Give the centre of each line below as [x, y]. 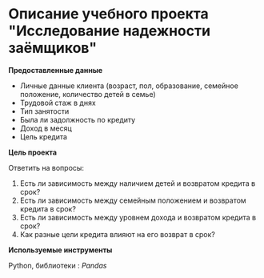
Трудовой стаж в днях [58, 103]
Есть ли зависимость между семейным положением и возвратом [133, 200]
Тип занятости [44, 111]
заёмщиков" [53, 48]
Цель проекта [33, 152]
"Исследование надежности [109, 31]
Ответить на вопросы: [46, 167]
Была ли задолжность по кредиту [78, 119]
